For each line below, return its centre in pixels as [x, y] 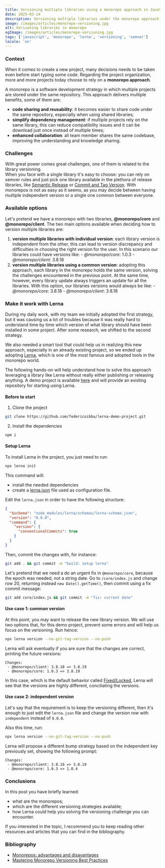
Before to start [20, 397]
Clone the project [30, 407]
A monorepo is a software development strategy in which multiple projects [80, 89]
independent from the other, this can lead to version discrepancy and [82, 244]
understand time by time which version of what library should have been [78, 325]
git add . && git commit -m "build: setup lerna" [57, 563]
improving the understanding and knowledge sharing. [66, 141]
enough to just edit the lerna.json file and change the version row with [77, 713]
